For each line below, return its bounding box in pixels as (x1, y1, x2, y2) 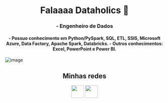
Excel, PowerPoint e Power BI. (52, 45, 117, 52)
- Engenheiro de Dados (56, 23, 113, 30)
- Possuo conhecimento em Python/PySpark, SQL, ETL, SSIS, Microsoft (8, 35, 161, 41)
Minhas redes (62, 72, 107, 80)
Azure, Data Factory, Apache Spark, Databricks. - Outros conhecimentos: (6, 40, 163, 46)
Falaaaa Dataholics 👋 (40, 5, 129, 16)
